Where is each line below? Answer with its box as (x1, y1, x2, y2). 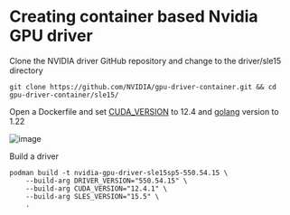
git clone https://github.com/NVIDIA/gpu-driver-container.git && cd (9, 82, 277, 91)
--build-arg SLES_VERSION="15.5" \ (25, 192, 160, 201)
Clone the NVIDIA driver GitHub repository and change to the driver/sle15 (9, 55, 282, 66)
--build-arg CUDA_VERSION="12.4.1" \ (25, 183, 168, 193)
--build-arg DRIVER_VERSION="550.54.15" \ (25, 176, 188, 185)
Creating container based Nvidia (9, 6, 259, 27)
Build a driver (9, 151, 59, 162)
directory (9, 65, 43, 76)
